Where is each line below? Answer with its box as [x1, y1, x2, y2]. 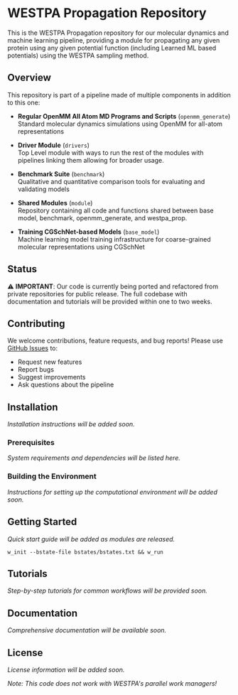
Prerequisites [7, 438, 55, 448]
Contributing [7, 318, 65, 330]
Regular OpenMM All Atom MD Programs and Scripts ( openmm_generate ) [17, 112, 231, 120]
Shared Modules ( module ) [17, 198, 93, 207]
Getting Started [7, 516, 77, 528]
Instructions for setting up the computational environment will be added [7, 487, 218, 496]
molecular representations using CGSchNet [17, 242, 146, 251]
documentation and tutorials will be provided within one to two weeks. [7, 297, 213, 306]
